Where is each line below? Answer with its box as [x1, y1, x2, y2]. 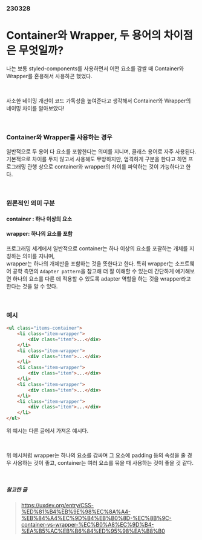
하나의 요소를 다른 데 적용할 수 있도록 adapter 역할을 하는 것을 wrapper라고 [12, 275, 192, 282]
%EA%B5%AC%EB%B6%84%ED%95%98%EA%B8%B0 [21, 527, 165, 535]
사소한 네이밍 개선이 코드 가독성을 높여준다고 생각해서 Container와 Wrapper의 [6, 97, 191, 104]
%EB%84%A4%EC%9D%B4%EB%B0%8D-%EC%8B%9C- [21, 515, 172, 522]
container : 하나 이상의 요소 [6, 215, 73, 222]
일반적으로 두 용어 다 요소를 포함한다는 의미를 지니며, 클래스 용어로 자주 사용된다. [6, 148, 197, 155]
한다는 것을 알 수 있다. [6, 282, 58, 290]
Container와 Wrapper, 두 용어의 [6, 28, 161, 42]
